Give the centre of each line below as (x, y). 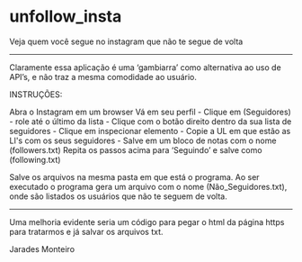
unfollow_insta (66, 17)
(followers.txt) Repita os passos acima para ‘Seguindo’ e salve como (136, 149)
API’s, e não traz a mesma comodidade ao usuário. (103, 77)
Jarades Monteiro (42, 248)
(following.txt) (35, 159)
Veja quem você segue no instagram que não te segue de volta (126, 41)
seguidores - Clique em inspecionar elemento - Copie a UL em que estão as (150, 131)
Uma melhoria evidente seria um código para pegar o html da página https (147, 221)
